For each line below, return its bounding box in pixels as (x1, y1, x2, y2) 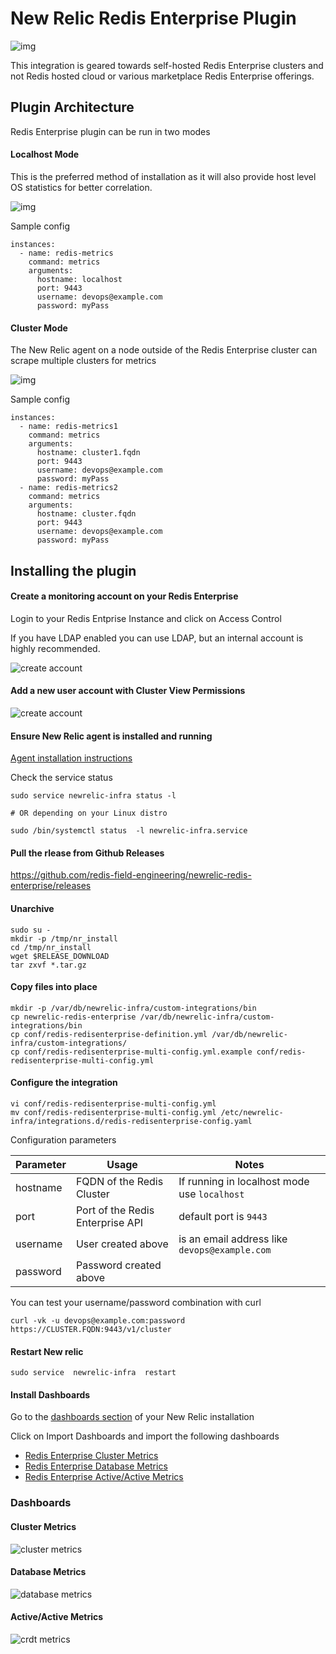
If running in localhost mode (178, 1174, 310, 1188)
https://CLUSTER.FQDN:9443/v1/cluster (10, 1324, 172, 1334)
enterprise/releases (10, 880, 92, 892)
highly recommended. (10, 642, 101, 654)
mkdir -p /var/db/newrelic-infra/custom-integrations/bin (10, 1003, 257, 1013)
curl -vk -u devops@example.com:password (10, 1315, 186, 1326)
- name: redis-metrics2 (19, 483, 118, 493)
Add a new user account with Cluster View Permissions (10, 685, 246, 697)
